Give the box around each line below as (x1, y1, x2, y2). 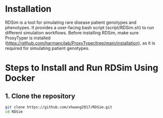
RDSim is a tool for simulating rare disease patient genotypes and (5, 19, 137, 25)
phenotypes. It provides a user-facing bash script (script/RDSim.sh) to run (5, 24, 154, 30)
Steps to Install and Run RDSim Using (5, 62, 159, 73)
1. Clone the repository (5, 92, 76, 100)
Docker (5, 73, 35, 84)
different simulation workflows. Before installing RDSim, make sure (5, 30, 139, 35)
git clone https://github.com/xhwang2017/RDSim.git (5, 104, 112, 110)
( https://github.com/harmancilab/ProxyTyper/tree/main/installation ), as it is (5, 40, 155, 46)
